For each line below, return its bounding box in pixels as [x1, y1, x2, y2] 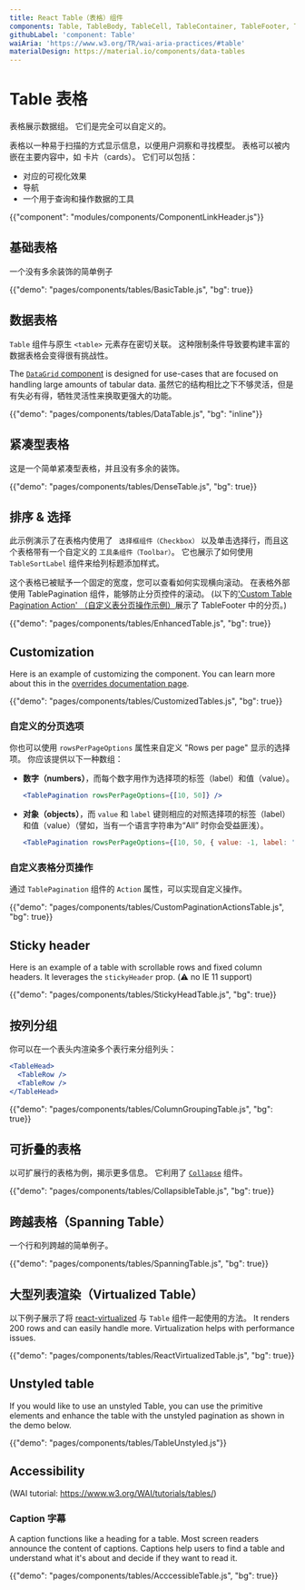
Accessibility [9, 1464, 85, 1479]
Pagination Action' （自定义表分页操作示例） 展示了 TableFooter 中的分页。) [9, 600, 288, 611]
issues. [9, 1332, 36, 1344]
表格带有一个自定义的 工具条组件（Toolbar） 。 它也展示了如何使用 [16, 547, 254, 558]
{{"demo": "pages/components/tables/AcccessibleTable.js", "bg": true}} [9, 1570, 279, 1581]
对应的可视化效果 [22, 171, 87, 182]
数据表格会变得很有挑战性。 [9, 350, 113, 360]
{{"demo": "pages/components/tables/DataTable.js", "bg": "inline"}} [9, 408, 263, 419]
